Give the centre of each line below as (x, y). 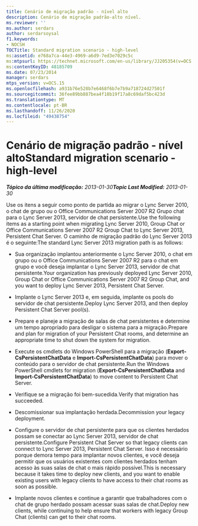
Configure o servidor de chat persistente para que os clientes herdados (102, 430)
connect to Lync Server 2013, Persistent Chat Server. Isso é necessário (101, 449)
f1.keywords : (22, 39)
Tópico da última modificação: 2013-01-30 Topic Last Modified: (85, 187)
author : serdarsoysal (33, 34)
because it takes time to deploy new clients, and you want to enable (97, 474)
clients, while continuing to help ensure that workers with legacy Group (101, 511)
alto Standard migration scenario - (91, 158)
